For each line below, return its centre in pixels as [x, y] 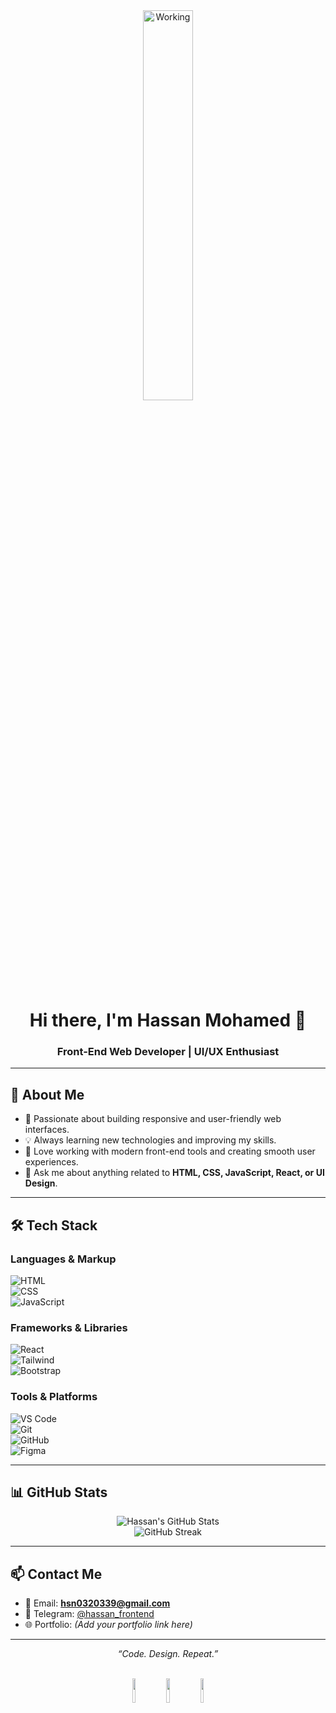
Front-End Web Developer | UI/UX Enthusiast [168, 1052]
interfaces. [47, 1130]
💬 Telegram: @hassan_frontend [89, 1614]
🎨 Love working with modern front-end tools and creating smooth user [170, 1151]
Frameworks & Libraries [69, 1327]
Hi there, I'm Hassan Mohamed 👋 [168, 1020]
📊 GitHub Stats [59, 1492]
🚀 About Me [47, 1094]
